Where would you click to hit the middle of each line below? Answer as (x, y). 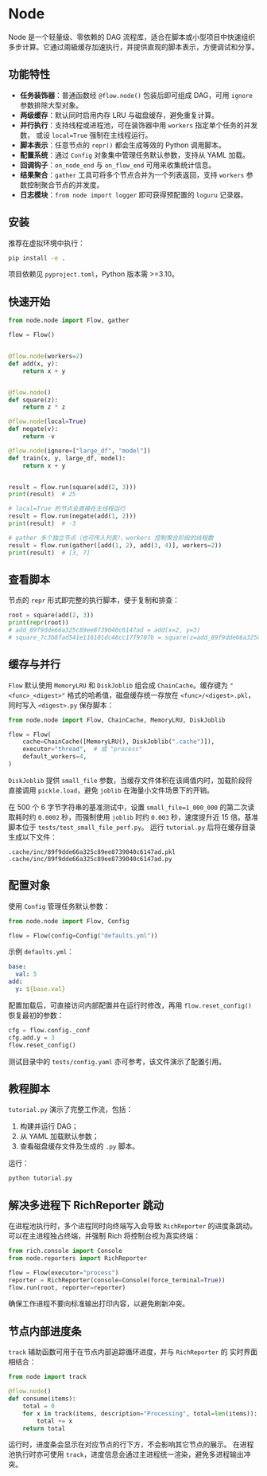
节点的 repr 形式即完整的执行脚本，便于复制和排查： (94, 600)
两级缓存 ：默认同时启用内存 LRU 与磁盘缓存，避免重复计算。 (119, 115)
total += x (55, 1421)
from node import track (48, 1377)
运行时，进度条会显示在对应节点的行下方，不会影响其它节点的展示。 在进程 (131, 1445)
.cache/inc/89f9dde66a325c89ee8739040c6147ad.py (90, 859)
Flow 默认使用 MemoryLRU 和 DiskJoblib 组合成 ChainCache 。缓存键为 (118, 685)
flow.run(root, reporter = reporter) (67, 1287)
